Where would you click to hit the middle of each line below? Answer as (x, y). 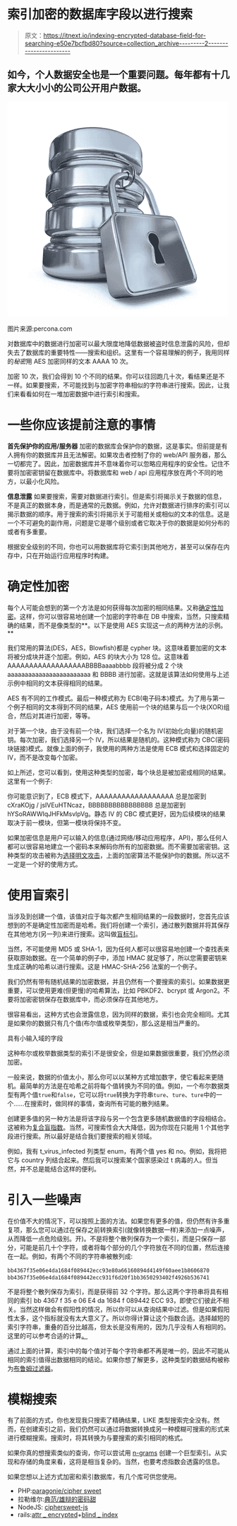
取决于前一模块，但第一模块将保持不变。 (66, 822)
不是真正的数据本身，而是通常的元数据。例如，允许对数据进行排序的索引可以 (119, 505)
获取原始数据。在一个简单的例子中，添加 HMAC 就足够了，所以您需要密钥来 (117, 957)
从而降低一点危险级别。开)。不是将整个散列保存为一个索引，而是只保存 (110, 1238)
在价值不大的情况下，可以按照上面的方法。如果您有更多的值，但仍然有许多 (115, 1221)
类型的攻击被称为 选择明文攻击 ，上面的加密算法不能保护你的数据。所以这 (118, 855)
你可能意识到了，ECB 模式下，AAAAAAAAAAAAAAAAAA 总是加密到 (107, 796)
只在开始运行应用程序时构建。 (69, 555)
